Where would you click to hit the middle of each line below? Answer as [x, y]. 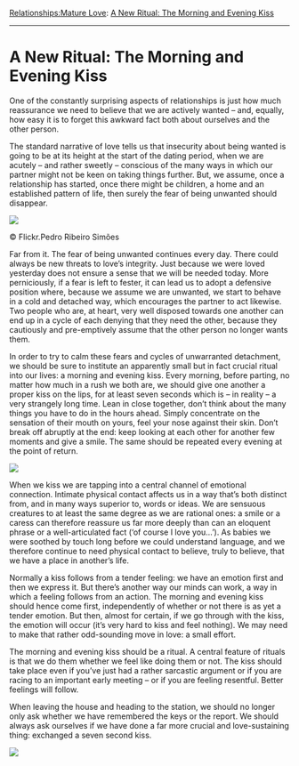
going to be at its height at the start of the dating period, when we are [137, 156]
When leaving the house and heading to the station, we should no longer [142, 706]
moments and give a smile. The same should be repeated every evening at [146, 441]
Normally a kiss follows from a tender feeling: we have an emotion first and [146, 577]
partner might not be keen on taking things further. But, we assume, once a [147, 174]
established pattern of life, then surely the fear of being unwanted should [143, 193]
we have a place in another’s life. [69, 560]
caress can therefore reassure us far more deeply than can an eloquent [140, 522]
